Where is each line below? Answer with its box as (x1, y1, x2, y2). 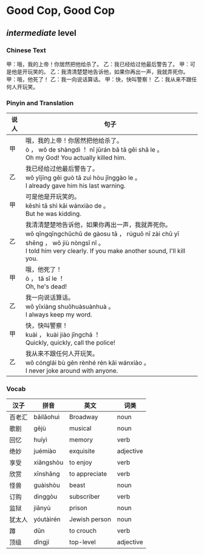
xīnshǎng (33, 469, 60, 478)
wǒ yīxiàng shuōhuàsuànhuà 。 (25, 303, 115, 311)
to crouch (69, 526, 97, 535)
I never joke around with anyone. (25, 366, 118, 375)
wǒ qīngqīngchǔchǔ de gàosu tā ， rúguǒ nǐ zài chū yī (25, 230, 179, 238)
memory (69, 436, 93, 444)
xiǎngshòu (33, 459, 64, 467)
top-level (69, 538, 96, 547)
